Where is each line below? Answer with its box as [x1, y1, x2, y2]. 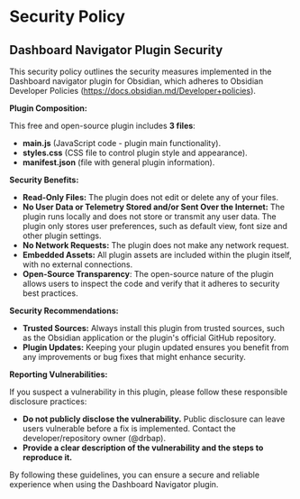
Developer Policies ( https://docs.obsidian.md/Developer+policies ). [9, 86, 257, 96]
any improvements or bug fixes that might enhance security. [22, 352, 246, 362]
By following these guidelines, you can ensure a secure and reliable [9, 469, 259, 480]
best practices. [22, 288, 78, 299]
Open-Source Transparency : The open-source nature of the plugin [22, 269, 274, 279]
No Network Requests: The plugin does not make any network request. [22, 240, 289, 250]
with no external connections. [22, 259, 133, 270]
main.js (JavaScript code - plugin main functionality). [22, 138, 222, 148]
